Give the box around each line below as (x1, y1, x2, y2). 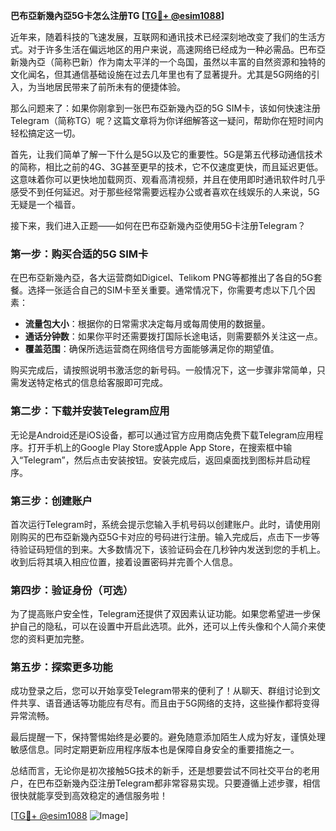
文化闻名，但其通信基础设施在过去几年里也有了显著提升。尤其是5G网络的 (10, 69, 312, 80)
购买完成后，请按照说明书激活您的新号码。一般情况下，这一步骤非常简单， (10, 364, 317, 376)
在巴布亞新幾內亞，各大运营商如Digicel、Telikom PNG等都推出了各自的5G (10, 272, 314, 284)
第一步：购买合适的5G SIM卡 (10, 247, 149, 261)
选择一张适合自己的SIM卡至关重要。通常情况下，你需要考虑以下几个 (27, 284, 307, 296)
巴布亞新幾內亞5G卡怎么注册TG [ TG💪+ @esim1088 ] (10, 10, 225, 21)
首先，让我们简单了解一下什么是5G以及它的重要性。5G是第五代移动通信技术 (10, 149, 323, 160)
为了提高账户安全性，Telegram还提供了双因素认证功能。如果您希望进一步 (10, 608, 312, 620)
